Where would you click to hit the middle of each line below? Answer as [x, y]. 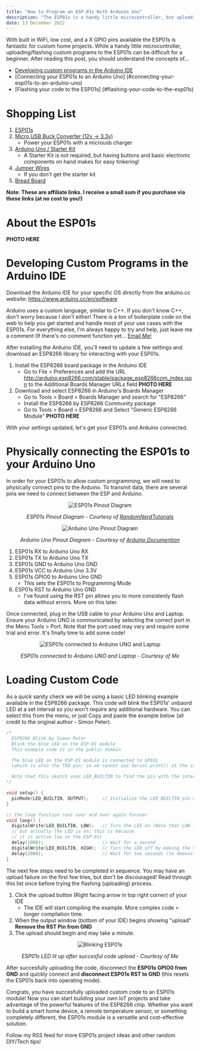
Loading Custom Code [62, 680]
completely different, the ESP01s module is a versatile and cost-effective [95, 1017]
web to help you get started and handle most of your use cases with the [94, 323]
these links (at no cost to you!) [45, 199]
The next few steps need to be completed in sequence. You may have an [96, 870]
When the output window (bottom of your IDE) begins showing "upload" [103, 920]
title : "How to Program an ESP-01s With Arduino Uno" [74, 12]
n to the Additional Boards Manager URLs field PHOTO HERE [98, 384]
